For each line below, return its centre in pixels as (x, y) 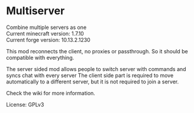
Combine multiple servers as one (46, 27)
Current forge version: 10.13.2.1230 (48, 40)
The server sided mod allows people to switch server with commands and (96, 69)
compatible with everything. (40, 57)
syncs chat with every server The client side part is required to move (90, 75)
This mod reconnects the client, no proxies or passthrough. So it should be (97, 51)
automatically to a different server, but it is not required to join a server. (93, 82)
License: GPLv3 (25, 104)
